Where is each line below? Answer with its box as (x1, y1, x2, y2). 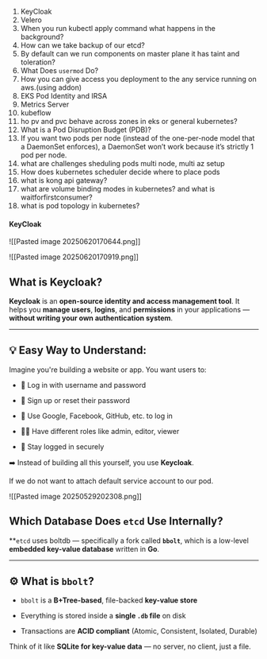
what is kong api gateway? (20, 176, 108, 185)
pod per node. (20, 150, 67, 160)
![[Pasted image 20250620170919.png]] (9, 252, 139, 262)
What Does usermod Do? (20, 66, 98, 75)
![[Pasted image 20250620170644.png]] (9, 237, 141, 246)
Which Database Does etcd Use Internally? (9, 514, 223, 528)
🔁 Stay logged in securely (20, 441, 105, 452)
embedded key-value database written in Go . (9, 544, 160, 553)
